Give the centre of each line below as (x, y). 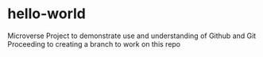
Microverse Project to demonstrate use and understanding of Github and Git (132, 36)
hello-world (47, 14)
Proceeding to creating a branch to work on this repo (94, 44)
